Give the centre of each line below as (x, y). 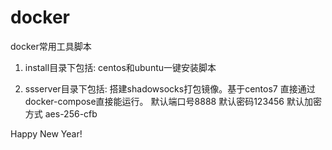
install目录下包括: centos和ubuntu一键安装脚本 (120, 67)
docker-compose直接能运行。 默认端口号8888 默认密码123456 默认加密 (173, 101)
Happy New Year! (46, 133)
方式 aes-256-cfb (61, 113)
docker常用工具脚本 (51, 46)
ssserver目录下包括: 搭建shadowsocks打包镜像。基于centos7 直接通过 (170, 88)
